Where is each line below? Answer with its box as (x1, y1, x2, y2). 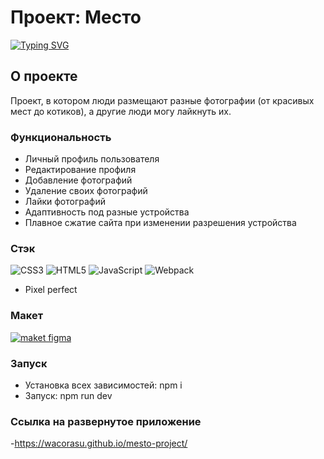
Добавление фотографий (24, 174, 133, 186)
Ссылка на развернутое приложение (10, 414, 202, 428)
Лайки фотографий (24, 196, 106, 208)
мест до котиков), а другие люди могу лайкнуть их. (10, 105, 232, 117)
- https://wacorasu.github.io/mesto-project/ (10, 437, 188, 450)
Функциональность (10, 130, 112, 144)
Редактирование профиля (24, 164, 137, 176)
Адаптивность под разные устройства (24, 206, 190, 218)
